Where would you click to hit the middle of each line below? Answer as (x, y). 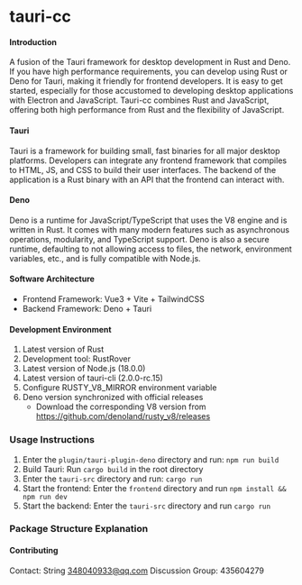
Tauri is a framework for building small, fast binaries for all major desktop (145, 151)
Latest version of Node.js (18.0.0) (84, 369)
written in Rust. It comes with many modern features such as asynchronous (150, 229)
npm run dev (45, 497)
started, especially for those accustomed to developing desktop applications (151, 91)
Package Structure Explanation (79, 529)
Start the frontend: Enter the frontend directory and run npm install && (154, 488)
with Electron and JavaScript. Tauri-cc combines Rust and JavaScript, (139, 100)
